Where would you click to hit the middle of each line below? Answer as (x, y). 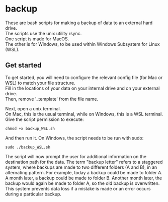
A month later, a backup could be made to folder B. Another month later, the (84, 178)
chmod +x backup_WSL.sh (30, 128)
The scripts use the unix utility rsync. (44, 33)
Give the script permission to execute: (45, 119)
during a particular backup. (33, 194)
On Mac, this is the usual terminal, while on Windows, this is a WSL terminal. (84, 114)
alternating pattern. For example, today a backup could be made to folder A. (84, 172)
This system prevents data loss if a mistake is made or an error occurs (78, 188)
